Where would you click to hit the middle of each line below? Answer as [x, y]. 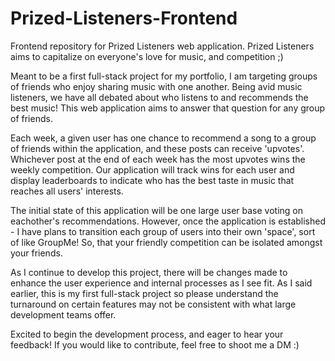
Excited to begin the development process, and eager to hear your [147, 334]
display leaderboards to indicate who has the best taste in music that [152, 180]
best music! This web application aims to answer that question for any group [168, 108]
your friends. [36, 253]
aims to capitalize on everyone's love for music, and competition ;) [147, 56]
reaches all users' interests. [67, 191]
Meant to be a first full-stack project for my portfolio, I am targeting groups [164, 76]
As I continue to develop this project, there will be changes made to [149, 272]
